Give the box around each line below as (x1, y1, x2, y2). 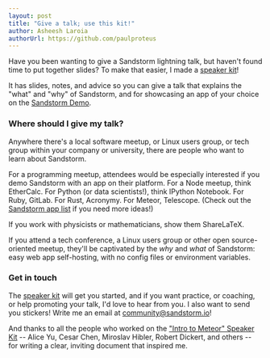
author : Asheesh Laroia (8, 27, 89, 35)
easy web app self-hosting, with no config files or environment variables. (8, 252, 251, 262)
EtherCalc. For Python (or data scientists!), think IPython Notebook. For (8, 187, 244, 196)
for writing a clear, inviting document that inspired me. (8, 340, 188, 350)
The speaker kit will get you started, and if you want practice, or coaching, (8, 290, 255, 300)
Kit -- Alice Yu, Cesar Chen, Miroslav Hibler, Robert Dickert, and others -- (8, 332, 252, 342)
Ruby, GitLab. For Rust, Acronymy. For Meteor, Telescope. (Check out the (8, 195, 251, 204)
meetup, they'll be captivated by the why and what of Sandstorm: (37, 243, 255, 253)
